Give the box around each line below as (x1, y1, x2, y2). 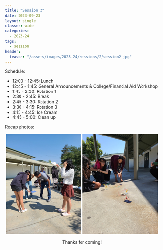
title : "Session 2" (5, 8, 45, 13)
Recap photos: (5, 124, 34, 130)
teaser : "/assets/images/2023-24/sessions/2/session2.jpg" (9, 54, 132, 59)
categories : (5, 28, 29, 34)
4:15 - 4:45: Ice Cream (12, 109, 58, 115)
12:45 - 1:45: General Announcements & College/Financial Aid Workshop (12, 83, 158, 89)
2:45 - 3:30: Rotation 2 (12, 98, 58, 105)
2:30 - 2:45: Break (12, 93, 50, 99)
